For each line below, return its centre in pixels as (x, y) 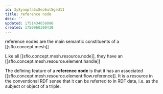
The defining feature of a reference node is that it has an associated (74, 71)
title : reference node (28, 14)
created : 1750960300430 (29, 28)
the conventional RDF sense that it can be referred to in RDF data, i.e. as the (81, 81)
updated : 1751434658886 (29, 23)
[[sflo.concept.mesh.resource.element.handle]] (53, 61)
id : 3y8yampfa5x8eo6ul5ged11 (35, 9)
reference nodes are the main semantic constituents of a (62, 41)
